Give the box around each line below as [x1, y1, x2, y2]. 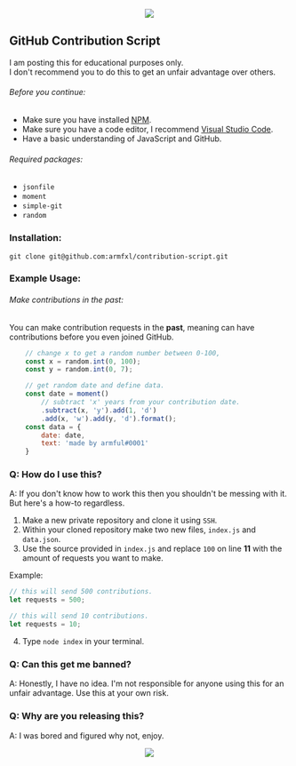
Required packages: [9, 154, 83, 164]
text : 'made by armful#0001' [41, 439, 149, 448]
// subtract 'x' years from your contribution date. [41, 398, 241, 407]
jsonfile [21, 183, 55, 192]
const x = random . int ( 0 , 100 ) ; [25, 356, 141, 366]
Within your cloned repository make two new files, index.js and [21, 524, 256, 535]
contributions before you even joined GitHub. [9, 331, 174, 342]
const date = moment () [25, 389, 109, 399]
